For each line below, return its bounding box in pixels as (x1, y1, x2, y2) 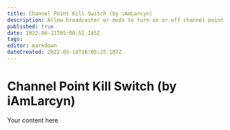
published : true (7, 23, 54, 30)
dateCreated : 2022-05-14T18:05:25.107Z (7, 49, 122, 56)
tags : (7, 36, 23, 43)
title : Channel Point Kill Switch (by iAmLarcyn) (7, 10, 153, 17)
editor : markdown (7, 42, 57, 49)
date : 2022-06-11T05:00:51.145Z (7, 29, 100, 37)
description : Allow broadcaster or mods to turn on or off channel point (7, 17, 224, 24)
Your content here (7, 115, 59, 124)
